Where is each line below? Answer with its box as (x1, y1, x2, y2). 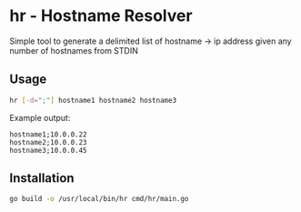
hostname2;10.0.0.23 (9, 137, 88, 146)
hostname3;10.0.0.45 (9, 146, 88, 155)
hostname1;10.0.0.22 (9, 129, 88, 139)
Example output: (9, 112, 71, 123)
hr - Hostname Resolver (9, 5, 193, 26)
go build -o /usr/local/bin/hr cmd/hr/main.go (9, 195, 189, 204)
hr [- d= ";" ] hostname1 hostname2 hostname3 (9, 96, 177, 105)
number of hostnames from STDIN (9, 45, 138, 56)
